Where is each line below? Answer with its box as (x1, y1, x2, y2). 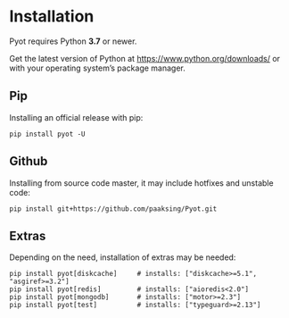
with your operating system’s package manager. (9, 63, 186, 73)
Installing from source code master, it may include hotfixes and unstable (9, 177, 274, 188)
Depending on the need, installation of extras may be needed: (9, 252, 236, 263)
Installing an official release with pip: (9, 112, 144, 122)
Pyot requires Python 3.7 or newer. (9, 36, 137, 46)
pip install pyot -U (9, 130, 87, 138)
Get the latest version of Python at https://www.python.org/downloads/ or (9, 53, 281, 63)
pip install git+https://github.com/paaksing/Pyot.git (9, 204, 218, 213)
